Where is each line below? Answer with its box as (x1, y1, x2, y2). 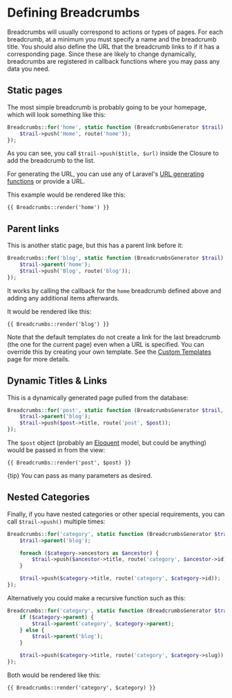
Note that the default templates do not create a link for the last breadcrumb (7, 332, 221, 341)
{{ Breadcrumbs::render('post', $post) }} (7, 459, 131, 466)
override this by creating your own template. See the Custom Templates (7, 348, 212, 356)
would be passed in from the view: (7, 446, 106, 454)
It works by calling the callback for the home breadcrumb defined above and (7, 286, 222, 295)
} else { (19, 627, 45, 634)
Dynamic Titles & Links (7, 375, 108, 387)
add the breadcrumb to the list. (7, 156, 95, 165)
